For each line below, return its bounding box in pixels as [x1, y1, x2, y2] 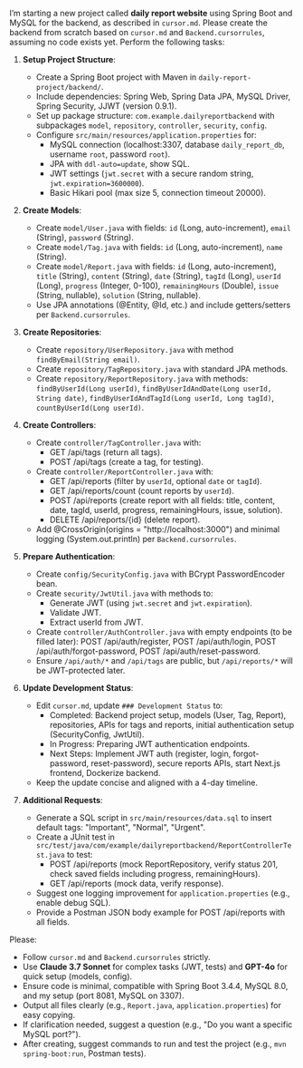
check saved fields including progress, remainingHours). [49, 869, 260, 879]
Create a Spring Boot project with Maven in [35, 72, 197, 83]
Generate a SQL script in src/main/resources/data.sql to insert [35, 812, 272, 823]
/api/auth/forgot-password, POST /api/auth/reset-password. [35, 646, 260, 656]
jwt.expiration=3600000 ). [49, 178, 145, 189]
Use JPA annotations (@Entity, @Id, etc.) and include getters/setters [35, 299, 291, 310]
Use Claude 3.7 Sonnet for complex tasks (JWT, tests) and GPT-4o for [22, 961, 288, 972]
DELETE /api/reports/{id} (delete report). [49, 514, 201, 525]
